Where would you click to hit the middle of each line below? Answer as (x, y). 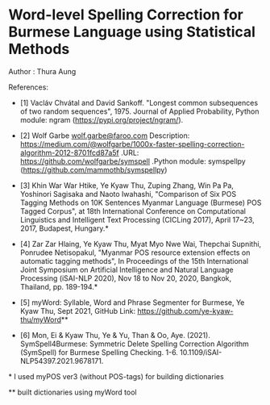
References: (28, 87)
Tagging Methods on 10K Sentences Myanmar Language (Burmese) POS (141, 202)
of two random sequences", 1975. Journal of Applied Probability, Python (139, 111)
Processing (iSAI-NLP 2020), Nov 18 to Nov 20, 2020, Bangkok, (126, 278)
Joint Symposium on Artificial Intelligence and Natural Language (127, 269)
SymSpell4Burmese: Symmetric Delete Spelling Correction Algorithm (135, 344)
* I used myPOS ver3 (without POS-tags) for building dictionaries (116, 376)
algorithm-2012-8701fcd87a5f (69, 152)
